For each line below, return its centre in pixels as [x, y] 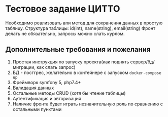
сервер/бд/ [142, 62]
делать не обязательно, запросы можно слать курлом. [65, 33]
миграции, [24, 67]
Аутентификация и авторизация [47, 98]
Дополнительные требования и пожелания [78, 49]
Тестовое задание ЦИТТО [63, 9]
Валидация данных [33, 88]
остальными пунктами [37, 109]
